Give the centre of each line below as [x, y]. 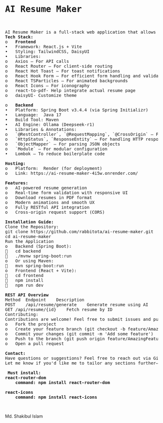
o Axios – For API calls [37, 61]
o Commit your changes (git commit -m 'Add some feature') [79, 334]
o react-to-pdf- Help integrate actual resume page [70, 90]
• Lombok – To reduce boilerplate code [55, 154]
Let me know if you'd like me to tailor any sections [70, 363]
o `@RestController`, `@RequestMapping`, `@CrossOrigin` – [79, 134]
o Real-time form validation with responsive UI [66, 193]
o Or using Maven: [30, 261]
